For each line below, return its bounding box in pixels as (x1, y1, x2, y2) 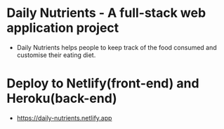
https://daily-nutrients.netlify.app (16, 113, 112, 122)
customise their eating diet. (16, 51, 96, 59)
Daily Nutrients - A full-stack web (6, 5, 206, 21)
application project (6, 20, 119, 36)
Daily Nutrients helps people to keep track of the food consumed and (16, 43, 217, 51)
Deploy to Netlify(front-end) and (6, 75, 199, 92)
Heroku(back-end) (6, 90, 117, 106)
